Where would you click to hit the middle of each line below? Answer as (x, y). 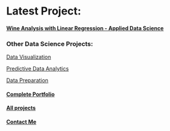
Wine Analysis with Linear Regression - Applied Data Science (85, 28)
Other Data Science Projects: (50, 43)
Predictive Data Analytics (38, 69)
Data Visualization (29, 57)
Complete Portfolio (31, 94)
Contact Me (21, 121)
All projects (21, 108)
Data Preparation (27, 80)
